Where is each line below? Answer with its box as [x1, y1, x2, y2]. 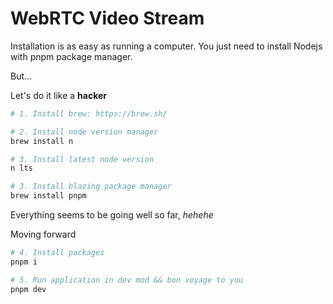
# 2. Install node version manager [10, 127, 159, 137]
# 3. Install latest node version [10, 154, 155, 164]
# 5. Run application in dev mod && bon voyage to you [10, 275, 244, 285]
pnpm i [10, 257, 38, 267]
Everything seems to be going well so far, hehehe [10, 209, 214, 221]
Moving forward [10, 228, 77, 241]
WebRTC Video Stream [10, 7, 205, 30]
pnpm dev [10, 284, 47, 294]
